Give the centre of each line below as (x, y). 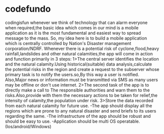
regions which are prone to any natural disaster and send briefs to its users (81, 111)
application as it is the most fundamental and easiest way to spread (73, 33)
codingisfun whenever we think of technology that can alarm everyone (76, 22)
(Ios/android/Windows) (28, 126)
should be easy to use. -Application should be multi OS (60, 121)
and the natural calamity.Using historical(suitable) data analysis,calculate (79, 64)
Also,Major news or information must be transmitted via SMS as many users (82, 80)
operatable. (129, 121)
